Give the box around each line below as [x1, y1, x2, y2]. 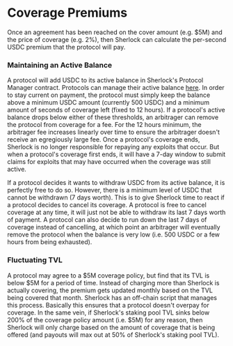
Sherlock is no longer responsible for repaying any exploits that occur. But [7, 143, 220, 151]
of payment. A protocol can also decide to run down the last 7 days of [7, 216, 207, 224]
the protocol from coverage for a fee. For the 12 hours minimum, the [7, 121, 202, 129]
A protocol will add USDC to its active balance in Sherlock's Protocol [7, 76, 204, 84]
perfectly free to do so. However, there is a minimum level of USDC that [7, 186, 212, 195]
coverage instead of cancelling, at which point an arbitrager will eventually [7, 223, 220, 232]
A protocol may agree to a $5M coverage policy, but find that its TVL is [7, 271, 210, 280]
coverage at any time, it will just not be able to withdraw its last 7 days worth [7, 208, 226, 217]
